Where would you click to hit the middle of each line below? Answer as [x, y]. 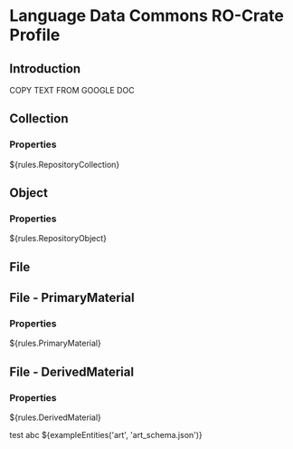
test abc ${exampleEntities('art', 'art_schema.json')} [106, 435]
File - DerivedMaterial [71, 371]
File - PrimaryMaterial [72, 298]
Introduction [45, 68]
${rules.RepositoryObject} [58, 239]
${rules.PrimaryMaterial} [55, 343]
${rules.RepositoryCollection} [65, 164]
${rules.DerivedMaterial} [55, 417]
